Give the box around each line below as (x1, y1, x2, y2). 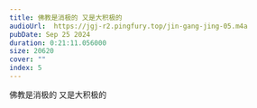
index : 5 (9, 64, 42, 73)
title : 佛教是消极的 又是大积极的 (9, 13, 123, 22)
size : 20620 (9, 47, 54, 56)
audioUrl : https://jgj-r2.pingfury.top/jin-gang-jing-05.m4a (9, 22, 248, 31)
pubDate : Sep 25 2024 (9, 30, 91, 39)
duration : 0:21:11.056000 (9, 38, 106, 48)
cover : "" (9, 55, 47, 64)
